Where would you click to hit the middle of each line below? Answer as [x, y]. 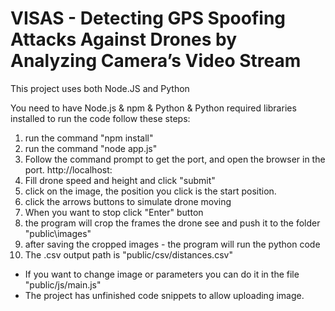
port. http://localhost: [68, 169]
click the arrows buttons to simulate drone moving [128, 201]
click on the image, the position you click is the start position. [150, 191]
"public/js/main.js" [63, 284]
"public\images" [58, 233]
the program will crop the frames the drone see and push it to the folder [172, 223]
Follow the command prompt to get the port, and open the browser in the [175, 159]
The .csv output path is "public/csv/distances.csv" [128, 254]
